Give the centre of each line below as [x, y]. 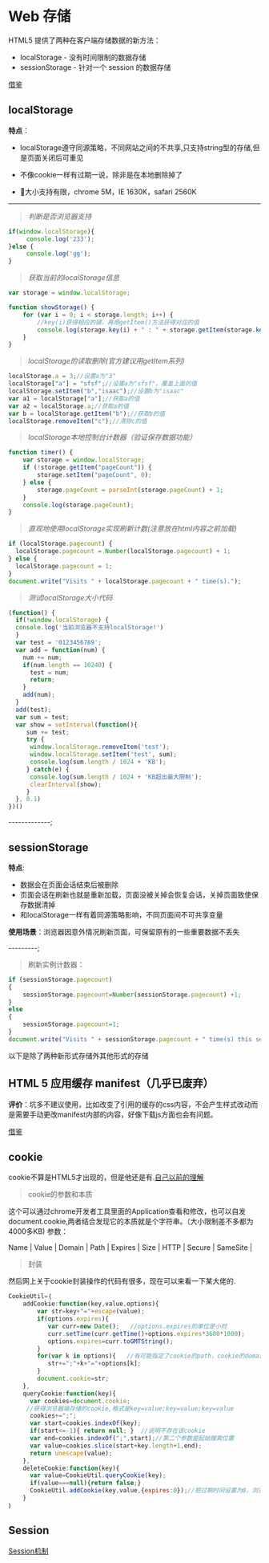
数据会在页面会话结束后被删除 [69, 885]
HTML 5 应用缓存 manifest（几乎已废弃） [111, 1083]
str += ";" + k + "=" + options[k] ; [94, 1364]
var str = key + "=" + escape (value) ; [91, 1312]
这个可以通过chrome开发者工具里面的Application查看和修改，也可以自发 [127, 1211]
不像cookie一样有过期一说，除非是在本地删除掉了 [101, 174]
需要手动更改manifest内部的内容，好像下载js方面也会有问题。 [116, 1114]
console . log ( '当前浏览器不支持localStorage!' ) [90, 628]
